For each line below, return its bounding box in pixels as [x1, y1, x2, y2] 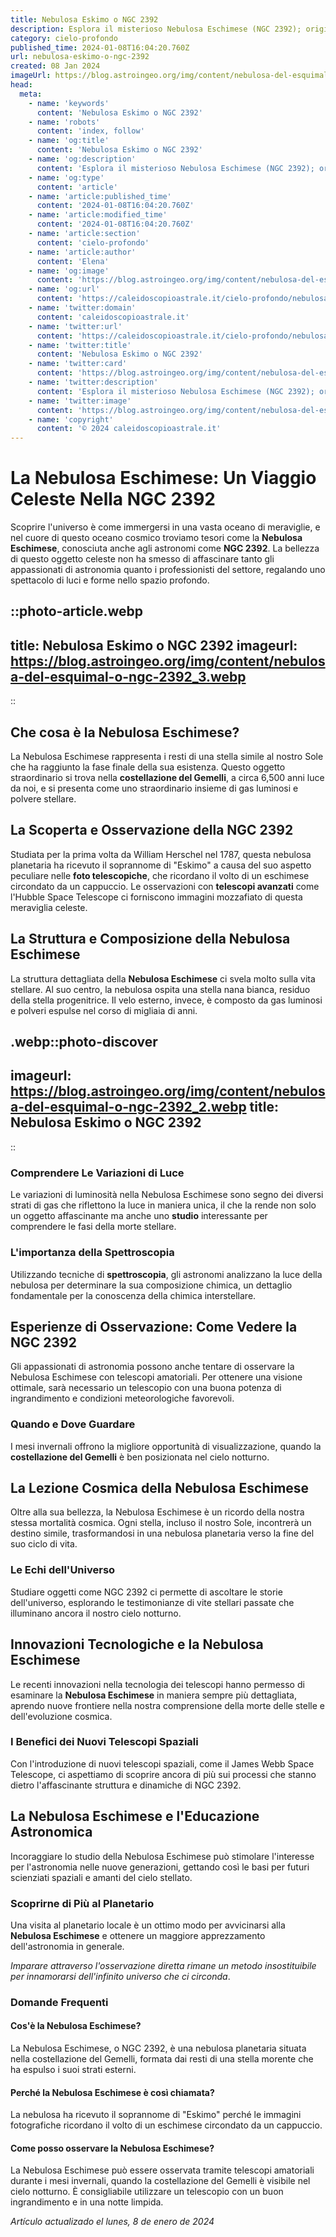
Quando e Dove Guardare [10, 1417, 136, 1431]
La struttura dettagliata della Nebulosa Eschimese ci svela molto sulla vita [10, 972, 316, 985]
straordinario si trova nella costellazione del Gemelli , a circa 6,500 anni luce [10, 772, 325, 784]
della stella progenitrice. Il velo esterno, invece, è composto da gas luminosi [10, 994, 323, 1006]
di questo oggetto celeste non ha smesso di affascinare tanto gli [10, 553, 275, 565]
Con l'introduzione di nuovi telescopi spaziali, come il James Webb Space [10, 1757, 315, 1770]
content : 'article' [36, 182, 118, 192]
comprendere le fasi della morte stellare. [10, 1221, 177, 1233]
